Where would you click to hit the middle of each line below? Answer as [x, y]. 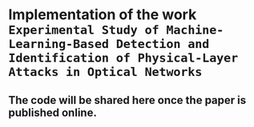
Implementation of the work [103, 15]
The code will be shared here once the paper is [127, 100]
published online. [53, 112]
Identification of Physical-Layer [123, 58]
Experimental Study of [84, 30]
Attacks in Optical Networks [105, 72]
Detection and [163, 44]
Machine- [195, 30]
